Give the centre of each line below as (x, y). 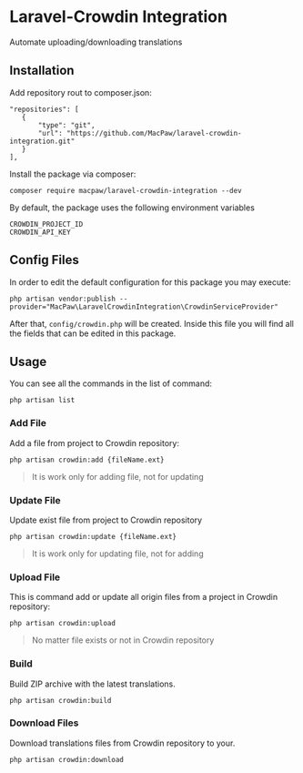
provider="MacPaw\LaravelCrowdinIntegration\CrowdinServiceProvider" (144, 307)
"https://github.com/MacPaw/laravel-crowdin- (155, 133)
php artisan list (42, 401)
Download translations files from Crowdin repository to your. (122, 743)
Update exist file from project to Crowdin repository (106, 520)
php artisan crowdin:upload (63, 624)
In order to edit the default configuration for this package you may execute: (150, 282)
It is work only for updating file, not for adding (117, 554)
